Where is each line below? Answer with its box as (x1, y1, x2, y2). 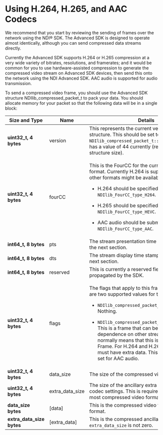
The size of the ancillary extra (89, 382, 157, 388)
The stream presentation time (89, 238, 157, 245)
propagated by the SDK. (89, 272, 144, 279)
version (49, 137, 66, 144)
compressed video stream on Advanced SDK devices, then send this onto (5, 70, 153, 76)
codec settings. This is (89, 387, 141, 394)
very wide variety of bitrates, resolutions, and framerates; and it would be (5, 60, 152, 66)
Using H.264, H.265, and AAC (5, 3, 128, 15)
